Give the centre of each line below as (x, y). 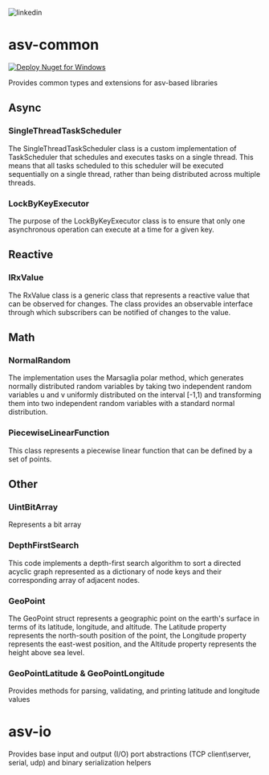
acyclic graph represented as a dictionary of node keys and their (115, 572)
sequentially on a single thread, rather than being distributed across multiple (134, 174)
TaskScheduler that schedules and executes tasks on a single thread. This (131, 157)
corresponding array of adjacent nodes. (74, 580)
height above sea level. (47, 652)
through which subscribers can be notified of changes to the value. (120, 312)
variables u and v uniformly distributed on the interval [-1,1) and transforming (135, 395)
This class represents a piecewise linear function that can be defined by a (130, 450)
